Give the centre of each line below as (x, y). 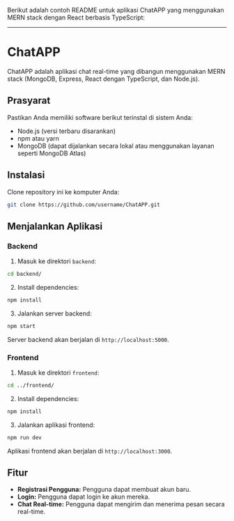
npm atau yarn (38, 138)
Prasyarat (29, 101)
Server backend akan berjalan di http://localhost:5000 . (88, 339)
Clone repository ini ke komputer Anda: (63, 192)
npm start (22, 326)
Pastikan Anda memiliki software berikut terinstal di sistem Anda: (100, 117)
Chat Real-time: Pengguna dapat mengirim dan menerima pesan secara (121, 504)
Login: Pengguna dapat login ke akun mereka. (84, 497)
